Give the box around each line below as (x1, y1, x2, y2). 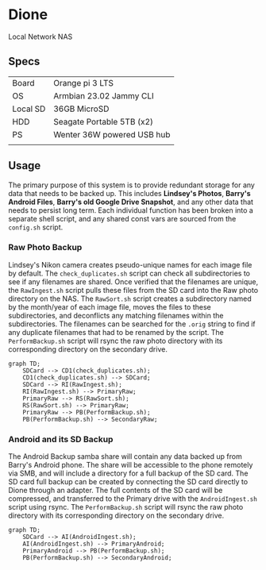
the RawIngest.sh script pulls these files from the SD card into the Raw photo (8, 285, 259, 295)
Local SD (12, 103, 46, 114)
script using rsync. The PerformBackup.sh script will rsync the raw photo (8, 503, 244, 512)
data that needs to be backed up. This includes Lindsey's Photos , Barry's (8, 188, 252, 198)
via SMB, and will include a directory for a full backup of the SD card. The (8, 468, 249, 478)
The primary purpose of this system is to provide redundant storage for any (8, 180, 256, 190)
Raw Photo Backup (8, 242, 83, 253)
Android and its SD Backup (8, 433, 114, 445)
